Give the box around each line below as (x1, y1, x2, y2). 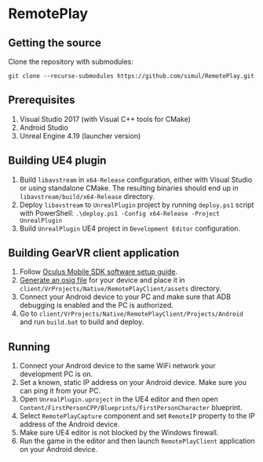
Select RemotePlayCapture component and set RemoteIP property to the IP (19, 411, 255, 421)
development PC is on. (19, 369, 93, 379)
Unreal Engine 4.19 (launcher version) (19, 131, 141, 140)
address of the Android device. (19, 419, 120, 429)
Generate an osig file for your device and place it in (19, 275, 186, 285)
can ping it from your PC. (19, 386, 101, 396)
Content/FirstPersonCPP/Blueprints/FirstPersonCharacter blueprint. (19, 403, 243, 412)
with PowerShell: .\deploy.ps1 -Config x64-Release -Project (19, 208, 220, 217)
